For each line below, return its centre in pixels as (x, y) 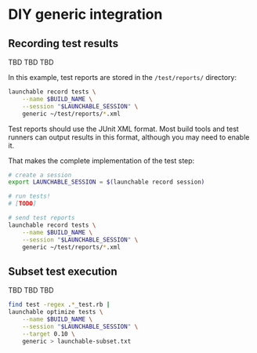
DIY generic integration (85, 15)
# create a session (40, 175)
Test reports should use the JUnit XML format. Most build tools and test (123, 129)
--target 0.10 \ (49, 334)
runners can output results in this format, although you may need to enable (129, 137)
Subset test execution (63, 271)
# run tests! (29, 197)
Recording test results (63, 44)
